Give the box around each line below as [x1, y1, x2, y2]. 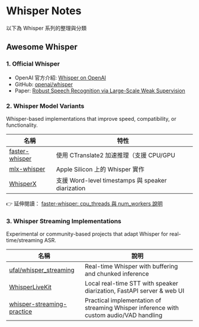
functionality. [6, 121, 38, 129]
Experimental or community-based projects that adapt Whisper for [6, 230, 169, 238]
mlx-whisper [9, 165, 46, 173]
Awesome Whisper [6, 42, 78, 52]
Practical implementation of [85, 296, 162, 304]
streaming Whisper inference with [85, 304, 179, 312]
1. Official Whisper [6, 60, 60, 68]
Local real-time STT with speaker [85, 280, 179, 288]
